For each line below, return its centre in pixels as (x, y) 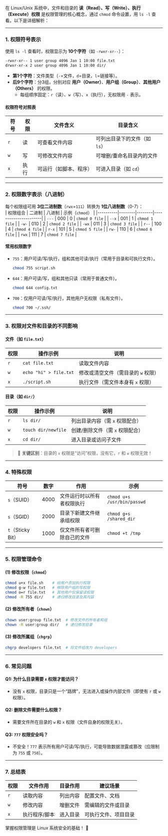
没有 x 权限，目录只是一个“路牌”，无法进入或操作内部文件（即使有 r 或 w (86, 691)
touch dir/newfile (44, 430)
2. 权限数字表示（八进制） (36, 195)
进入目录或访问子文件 (96, 439)
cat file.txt (38, 363)
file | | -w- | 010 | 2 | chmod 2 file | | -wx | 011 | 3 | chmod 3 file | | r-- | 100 (83, 224)
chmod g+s (119, 514)
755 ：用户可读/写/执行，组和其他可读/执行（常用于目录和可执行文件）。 (85, 258)
